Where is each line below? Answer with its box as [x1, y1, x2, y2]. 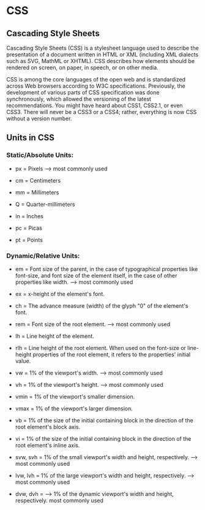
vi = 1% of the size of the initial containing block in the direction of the [15, 435, 192, 442]
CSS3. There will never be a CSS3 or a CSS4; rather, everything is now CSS [6, 108, 197, 115]
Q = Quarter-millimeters [15, 200, 75, 208]
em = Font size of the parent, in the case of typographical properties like [15, 265, 198, 273]
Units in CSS [6, 132, 55, 143]
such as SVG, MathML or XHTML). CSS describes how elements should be [6, 58, 195, 64]
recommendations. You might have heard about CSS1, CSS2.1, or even [6, 102, 183, 109]
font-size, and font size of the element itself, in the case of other [15, 272, 177, 279]
